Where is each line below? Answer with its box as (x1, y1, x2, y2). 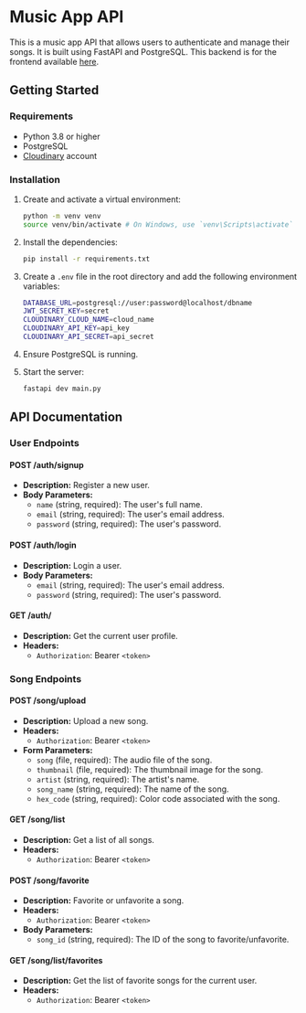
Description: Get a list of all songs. (22, 835, 155, 846)
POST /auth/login (9, 539, 77, 550)
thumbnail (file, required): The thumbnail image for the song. (36, 763, 263, 774)
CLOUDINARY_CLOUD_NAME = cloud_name (22, 315, 154, 325)
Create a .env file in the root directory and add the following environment (22, 271, 298, 282)
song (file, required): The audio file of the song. (36, 754, 213, 765)
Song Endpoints (9, 672, 82, 685)
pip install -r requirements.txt (22, 254, 151, 263)
